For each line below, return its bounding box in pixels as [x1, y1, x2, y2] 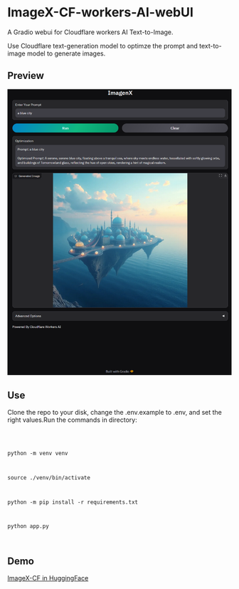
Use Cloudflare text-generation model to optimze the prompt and [7, 41, 198, 50]
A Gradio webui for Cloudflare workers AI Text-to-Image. [7, 28, 174, 36]
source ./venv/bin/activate [7, 474, 91, 481]
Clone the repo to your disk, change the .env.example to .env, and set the [7, 408, 222, 417]
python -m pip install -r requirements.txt [7, 499, 139, 506]
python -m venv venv [7, 450, 69, 457]
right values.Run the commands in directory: [7, 415, 137, 424]
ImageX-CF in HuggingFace [7, 574, 89, 582]
